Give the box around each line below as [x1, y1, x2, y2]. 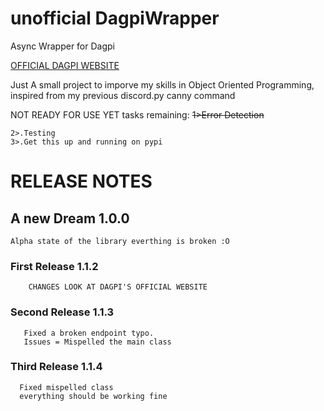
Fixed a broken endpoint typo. [23, 328, 155, 338]
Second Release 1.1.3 [10, 305, 115, 319]
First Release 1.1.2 [10, 259, 99, 273]
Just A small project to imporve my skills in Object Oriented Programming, [10, 78, 315, 91]
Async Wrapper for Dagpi [10, 40, 115, 52]
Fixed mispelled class [19, 382, 114, 392]
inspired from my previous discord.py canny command [10, 89, 236, 101]
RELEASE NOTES [10, 170, 153, 193]
